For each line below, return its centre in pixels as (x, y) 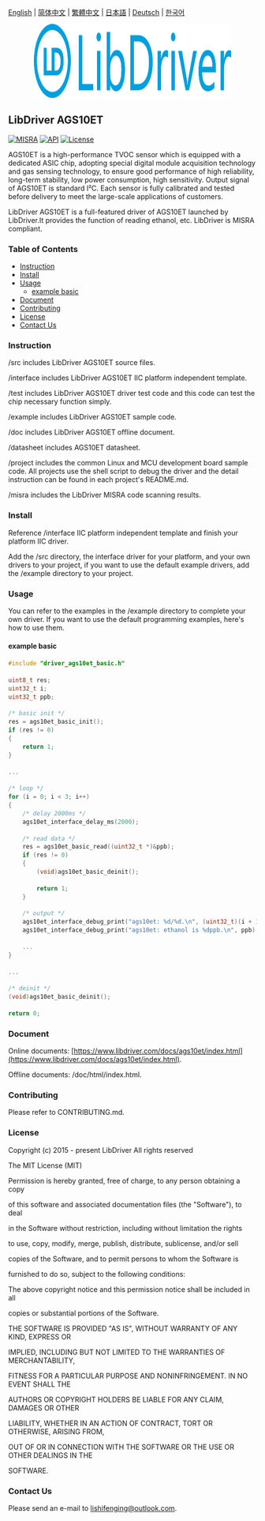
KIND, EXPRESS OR (40, 1337)
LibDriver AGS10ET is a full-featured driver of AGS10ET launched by (118, 212)
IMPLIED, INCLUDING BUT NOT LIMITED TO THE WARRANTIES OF (117, 1352)
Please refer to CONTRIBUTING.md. (66, 1113)
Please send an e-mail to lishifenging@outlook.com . (93, 1508)
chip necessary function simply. (60, 401)
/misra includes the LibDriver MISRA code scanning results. (105, 495)
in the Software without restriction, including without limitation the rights (125, 1228)
